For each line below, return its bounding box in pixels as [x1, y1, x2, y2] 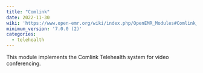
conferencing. [6, 60, 41, 67]
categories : [6, 31, 36, 37]
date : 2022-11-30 [6, 14, 50, 21]
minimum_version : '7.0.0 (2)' [6, 25, 83, 32]
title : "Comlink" [6, 8, 50, 15]
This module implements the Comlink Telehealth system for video [6, 54, 169, 60]
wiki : [6, 20, 20, 26]
